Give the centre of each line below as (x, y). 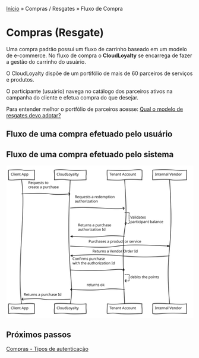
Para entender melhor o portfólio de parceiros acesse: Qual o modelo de (95, 109)
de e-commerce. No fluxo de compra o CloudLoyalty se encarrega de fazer (99, 55)
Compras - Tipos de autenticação (48, 349)
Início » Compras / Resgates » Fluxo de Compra (64, 9)
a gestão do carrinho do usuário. (46, 61)
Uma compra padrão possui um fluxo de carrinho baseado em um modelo (97, 49)
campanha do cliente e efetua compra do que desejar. (72, 97)
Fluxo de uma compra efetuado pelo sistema (90, 154)
